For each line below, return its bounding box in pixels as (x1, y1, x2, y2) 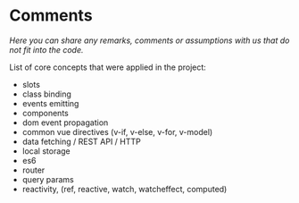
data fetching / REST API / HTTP (21, 136, 141, 147)
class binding (21, 89, 71, 99)
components (21, 107, 69, 118)
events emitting (21, 97, 79, 108)
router (21, 165, 46, 175)
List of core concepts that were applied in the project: (9, 62, 207, 72)
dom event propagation (21, 117, 109, 128)
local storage (21, 145, 71, 156)
